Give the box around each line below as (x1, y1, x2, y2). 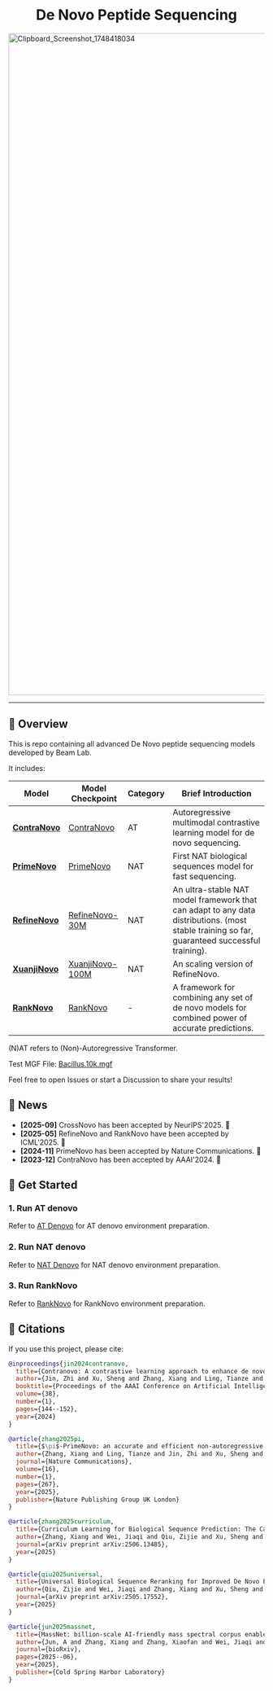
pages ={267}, (15, 1480, 60, 1488)
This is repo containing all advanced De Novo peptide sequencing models (8, 738, 256, 748)
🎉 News (8, 1098, 48, 1112)
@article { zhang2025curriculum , (8, 1518, 115, 1526)
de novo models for (172, 1001, 247, 1013)
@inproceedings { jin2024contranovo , (8, 1360, 129, 1368)
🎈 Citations (8, 1322, 66, 1336)
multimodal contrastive (172, 817, 260, 828)
